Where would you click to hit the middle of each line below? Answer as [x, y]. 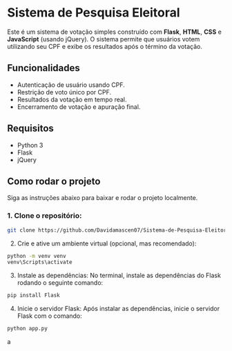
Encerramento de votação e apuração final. [79, 107]
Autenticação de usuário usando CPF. [71, 85]
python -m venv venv [37, 256]
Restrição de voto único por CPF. [64, 92]
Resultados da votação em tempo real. [72, 99]
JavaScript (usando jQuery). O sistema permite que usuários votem [104, 39]
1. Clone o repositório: [45, 216]
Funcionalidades [44, 68]
